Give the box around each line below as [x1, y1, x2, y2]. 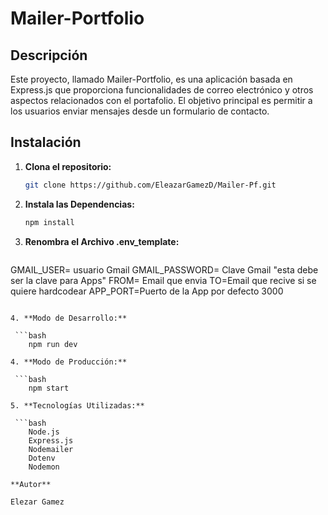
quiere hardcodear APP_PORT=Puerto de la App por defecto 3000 [10, 285, 284, 297]
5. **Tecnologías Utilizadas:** [10, 400, 145, 411]
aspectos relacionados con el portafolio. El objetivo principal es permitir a [10, 95, 313, 106]
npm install [24, 217, 75, 227]
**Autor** [10, 479, 52, 489]
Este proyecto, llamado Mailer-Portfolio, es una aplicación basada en [10, 73, 293, 85]
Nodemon [28, 462, 60, 472]
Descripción [10, 47, 88, 64]
